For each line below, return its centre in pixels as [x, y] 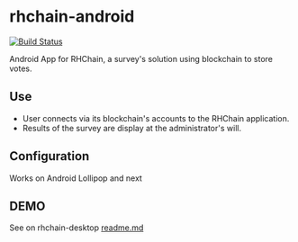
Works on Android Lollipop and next [76, 178]
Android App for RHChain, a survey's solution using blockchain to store [141, 58]
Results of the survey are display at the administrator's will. [131, 128]
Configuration [50, 156]
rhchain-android [72, 17]
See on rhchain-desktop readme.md [77, 228]
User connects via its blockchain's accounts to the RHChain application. [156, 118]
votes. [21, 68]
